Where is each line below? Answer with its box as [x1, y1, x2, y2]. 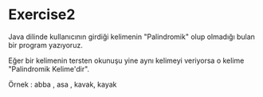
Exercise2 [8, 6, 76, 24]
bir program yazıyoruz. [8, 40, 84, 49]
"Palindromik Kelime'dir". [8, 64, 90, 73]
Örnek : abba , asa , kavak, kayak [8, 80, 117, 89]
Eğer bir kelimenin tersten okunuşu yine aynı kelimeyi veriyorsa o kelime [8, 56, 245, 65]
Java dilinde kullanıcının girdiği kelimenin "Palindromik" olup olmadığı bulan [8, 32, 255, 41]
